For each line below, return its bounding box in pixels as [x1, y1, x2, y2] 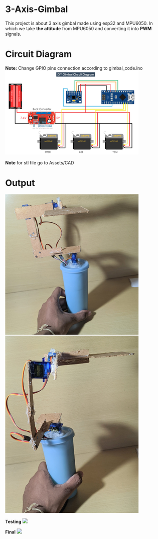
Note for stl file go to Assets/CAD [5, 160, 74, 166]
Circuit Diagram [5, 49, 72, 60]
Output [5, 177, 35, 189]
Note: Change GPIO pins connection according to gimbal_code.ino [5, 65, 143, 71]
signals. [5, 31, 22, 37]
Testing [5, 518, 22, 524]
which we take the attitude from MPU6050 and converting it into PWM [5, 25, 152, 31]
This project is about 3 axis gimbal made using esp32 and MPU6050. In [5, 20, 153, 26]
